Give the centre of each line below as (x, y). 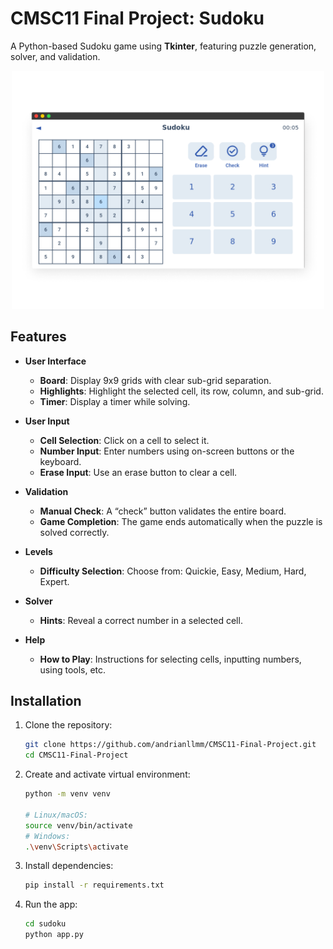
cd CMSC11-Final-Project (76, 755)
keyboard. (60, 461)
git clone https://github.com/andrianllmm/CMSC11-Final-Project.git (170, 745)
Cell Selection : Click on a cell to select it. (124, 440)
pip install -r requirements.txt (94, 885)
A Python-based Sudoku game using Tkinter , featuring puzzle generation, (163, 46)
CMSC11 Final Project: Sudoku (137, 18)
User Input (47, 421)
